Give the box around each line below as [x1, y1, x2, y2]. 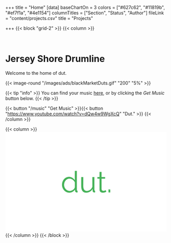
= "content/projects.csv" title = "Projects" [5, 15, 93, 21]
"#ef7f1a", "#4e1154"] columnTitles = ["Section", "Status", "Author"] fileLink [5, 10, 164, 16]
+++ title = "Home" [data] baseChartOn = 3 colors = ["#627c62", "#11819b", [5, 5, 165, 10]
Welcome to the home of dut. [5, 70, 67, 76]
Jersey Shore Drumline [5, 53, 105, 65]
